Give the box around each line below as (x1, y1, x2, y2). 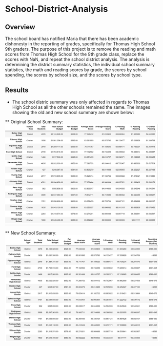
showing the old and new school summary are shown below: (12, 109, 134, 115)
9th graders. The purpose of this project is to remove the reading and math (5, 46, 156, 52)
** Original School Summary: (5, 118, 63, 125)
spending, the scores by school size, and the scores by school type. (5, 72, 143, 77)
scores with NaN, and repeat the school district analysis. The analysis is (5, 57, 150, 62)
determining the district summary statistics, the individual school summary (5, 62, 155, 67)
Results (5, 86, 29, 95)
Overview (5, 23, 36, 31)
